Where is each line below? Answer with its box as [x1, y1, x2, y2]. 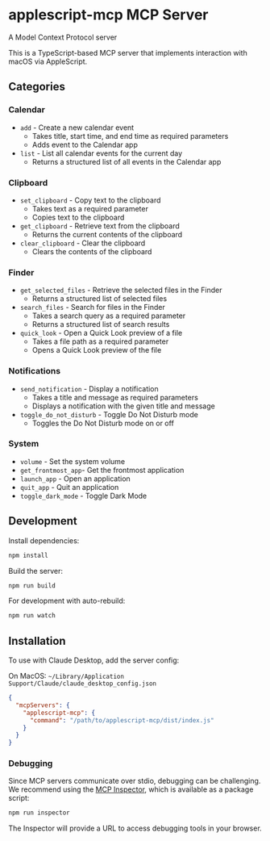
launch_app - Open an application [19, 474, 131, 483]
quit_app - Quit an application [19, 482, 119, 492]
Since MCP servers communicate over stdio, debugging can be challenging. [8, 776, 261, 786]
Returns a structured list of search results [31, 320, 170, 329]
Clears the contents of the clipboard [31, 246, 152, 256]
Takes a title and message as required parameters [31, 392, 199, 402]
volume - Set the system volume [19, 456, 126, 466]
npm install [8, 551, 48, 559]
